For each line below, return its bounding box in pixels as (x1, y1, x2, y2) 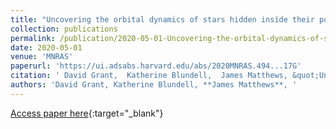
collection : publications (10, 24, 118, 34)
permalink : (10, 33, 56, 43)
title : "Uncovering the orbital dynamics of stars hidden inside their (10, 14, 315, 25)
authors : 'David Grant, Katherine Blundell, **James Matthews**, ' (10, 80, 298, 90)
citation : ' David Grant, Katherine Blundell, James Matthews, (10, 71, 288, 81)
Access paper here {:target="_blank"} (10, 107, 164, 119)
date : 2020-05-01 (10, 42, 83, 53)
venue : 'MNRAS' (10, 52, 74, 62)
